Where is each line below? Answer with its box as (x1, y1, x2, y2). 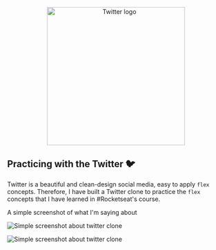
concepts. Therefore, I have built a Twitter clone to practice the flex (7, 187, 201, 195)
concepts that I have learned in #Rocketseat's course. (7, 195, 161, 203)
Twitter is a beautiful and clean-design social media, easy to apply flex (7, 180, 210, 189)
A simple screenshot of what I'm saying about (7, 208, 137, 216)
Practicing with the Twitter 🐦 (7, 158, 136, 170)
